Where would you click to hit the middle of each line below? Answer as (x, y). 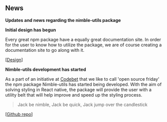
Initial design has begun (31, 30)
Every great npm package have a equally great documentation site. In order (83, 39)
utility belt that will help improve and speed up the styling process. (74, 95)
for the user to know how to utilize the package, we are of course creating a (83, 45)
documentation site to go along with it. (45, 50)
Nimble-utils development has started (46, 69)
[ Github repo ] (19, 114)
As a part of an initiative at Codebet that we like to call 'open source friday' (82, 79)
